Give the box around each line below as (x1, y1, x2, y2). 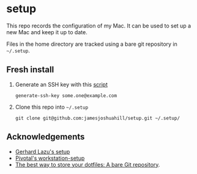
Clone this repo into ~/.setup (15, 103, 89, 111)
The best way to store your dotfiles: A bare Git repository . (15, 161, 160, 168)
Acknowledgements (6, 132, 85, 142)
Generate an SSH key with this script (15, 81, 108, 88)
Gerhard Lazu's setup (15, 148, 70, 155)
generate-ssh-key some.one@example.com (15, 92, 117, 99)
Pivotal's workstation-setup (15, 154, 85, 162)
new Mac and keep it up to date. (6, 28, 87, 35)
